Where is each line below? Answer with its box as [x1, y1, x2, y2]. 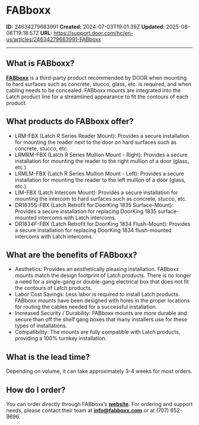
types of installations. [14, 322, 68, 329]
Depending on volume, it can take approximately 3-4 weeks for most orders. [6, 368, 192, 375]
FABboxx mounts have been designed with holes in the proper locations [14, 297, 190, 304]
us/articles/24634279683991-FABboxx [6, 36, 101, 43]
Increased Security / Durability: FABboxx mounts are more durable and [14, 310, 188, 317]
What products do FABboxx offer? [6, 117, 134, 127]
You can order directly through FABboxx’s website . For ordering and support [6, 401, 193, 407]
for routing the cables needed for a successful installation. [14, 303, 158, 311]
